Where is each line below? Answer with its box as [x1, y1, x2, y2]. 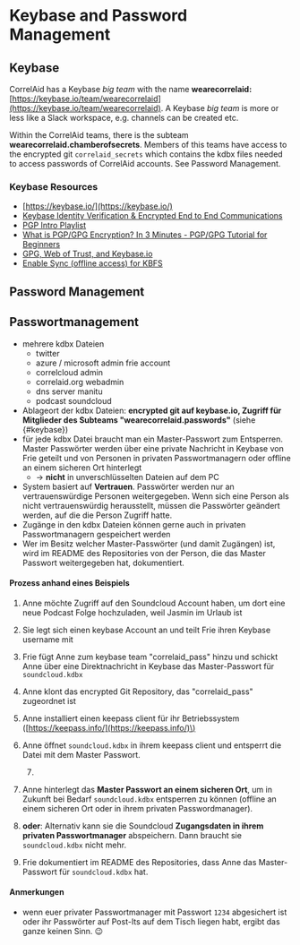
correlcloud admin [35, 366, 103, 377]
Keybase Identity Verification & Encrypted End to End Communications [21, 210, 283, 221]
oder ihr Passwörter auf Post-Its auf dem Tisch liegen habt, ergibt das [21, 915, 280, 927]
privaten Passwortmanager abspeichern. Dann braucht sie [21, 829, 242, 840]
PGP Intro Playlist [21, 220, 87, 231]
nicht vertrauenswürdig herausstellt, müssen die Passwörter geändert [21, 500, 280, 511]
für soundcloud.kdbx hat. [58, 866, 149, 877]
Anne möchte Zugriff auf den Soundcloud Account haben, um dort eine [21, 597, 286, 608]
